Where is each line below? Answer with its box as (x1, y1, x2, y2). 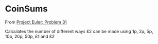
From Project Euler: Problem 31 (5, 19, 67, 25)
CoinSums (5, 3, 48, 14)
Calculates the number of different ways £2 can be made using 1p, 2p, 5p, (5, 28, 153, 34)
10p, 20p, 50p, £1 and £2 (5, 33, 55, 39)
